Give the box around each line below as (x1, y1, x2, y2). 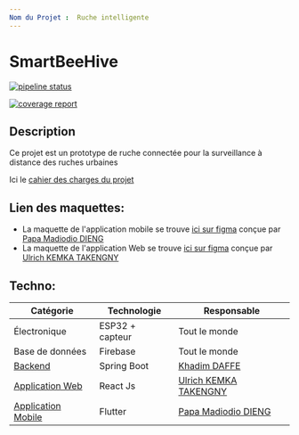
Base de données (13, 345, 87, 357)
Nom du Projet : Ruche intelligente (9, 12, 149, 22)
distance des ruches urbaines (9, 157, 118, 168)
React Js (99, 380, 136, 392)
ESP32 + (99, 320, 136, 332)
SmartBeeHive (9, 51, 118, 71)
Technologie (107, 305, 162, 316)
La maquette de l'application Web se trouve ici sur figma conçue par (21, 242, 273, 254)
